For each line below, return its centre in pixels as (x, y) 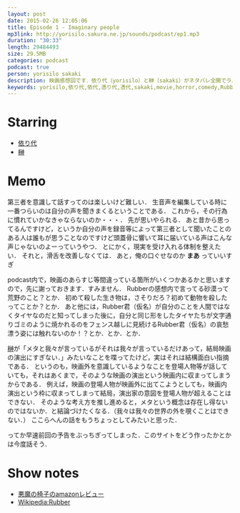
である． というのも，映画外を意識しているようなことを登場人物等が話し (114, 367)
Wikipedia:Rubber (44, 502)
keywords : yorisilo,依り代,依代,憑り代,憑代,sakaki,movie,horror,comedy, (114, 87)
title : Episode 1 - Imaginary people (64, 27)
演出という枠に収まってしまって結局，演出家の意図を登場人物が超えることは (120, 393)
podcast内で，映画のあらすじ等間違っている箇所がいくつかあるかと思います (119, 280)
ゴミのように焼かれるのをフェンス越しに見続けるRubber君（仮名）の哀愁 (121, 324)
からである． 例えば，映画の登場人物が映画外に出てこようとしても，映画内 (117, 384)
